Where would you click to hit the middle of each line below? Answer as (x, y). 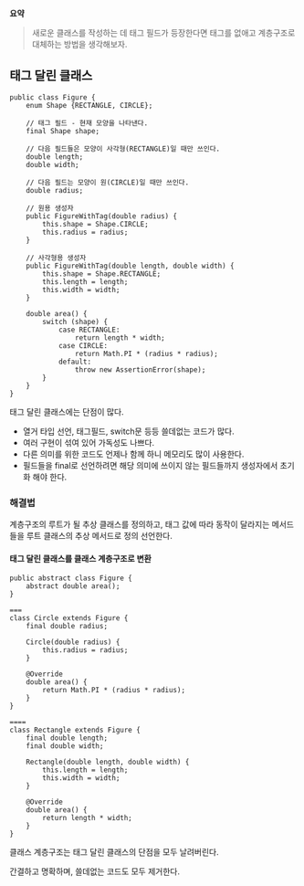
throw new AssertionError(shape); (140, 369)
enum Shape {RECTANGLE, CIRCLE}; (89, 105)
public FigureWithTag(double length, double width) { (130, 266)
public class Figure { (52, 97)
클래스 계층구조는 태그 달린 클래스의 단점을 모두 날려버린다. (114, 852)
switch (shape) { (75, 322)
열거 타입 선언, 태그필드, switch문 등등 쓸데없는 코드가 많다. (128, 431)
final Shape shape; (63, 131)
